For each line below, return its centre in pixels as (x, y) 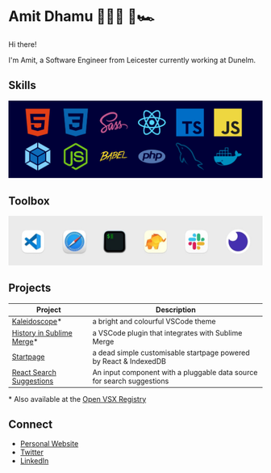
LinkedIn (34, 461)
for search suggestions (131, 381)
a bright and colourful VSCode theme (154, 322)
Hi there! (23, 44)
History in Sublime (42, 332)
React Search (34, 373)
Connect (31, 424)
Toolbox (29, 201)
